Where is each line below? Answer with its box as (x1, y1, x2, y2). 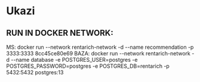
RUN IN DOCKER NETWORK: (6, 28, 113, 38)
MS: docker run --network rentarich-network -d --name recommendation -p (6, 43, 194, 51)
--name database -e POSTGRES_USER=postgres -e (11, 56, 138, 63)
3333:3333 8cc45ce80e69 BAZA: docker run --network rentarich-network (6, 50, 191, 57)
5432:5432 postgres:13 (6, 69, 64, 75)
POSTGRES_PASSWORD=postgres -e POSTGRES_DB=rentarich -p (6, 62, 170, 70)
